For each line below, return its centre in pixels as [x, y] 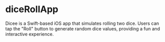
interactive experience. [29, 34]
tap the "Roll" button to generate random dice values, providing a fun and [83, 28]
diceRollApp [32, 9]
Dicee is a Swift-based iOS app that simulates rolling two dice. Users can [82, 23]
